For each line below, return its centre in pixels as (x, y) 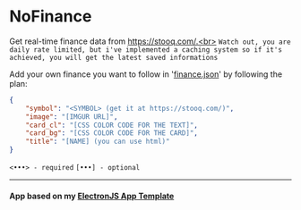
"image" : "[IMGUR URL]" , (72, 117)
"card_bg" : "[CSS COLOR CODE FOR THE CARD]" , (112, 133)
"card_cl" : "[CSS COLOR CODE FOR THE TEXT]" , (112, 125)
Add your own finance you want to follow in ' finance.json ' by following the (146, 74)
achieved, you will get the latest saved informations (114, 57)
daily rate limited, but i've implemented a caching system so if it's (146, 50)
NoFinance (51, 17)
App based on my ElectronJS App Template (92, 196)
